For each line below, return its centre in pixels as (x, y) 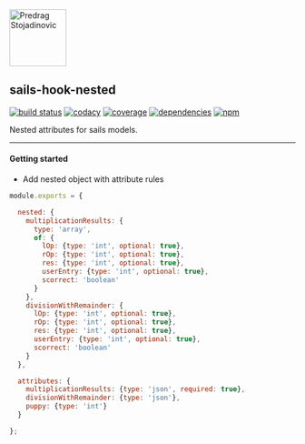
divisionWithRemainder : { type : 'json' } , (103, 398)
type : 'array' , (62, 229)
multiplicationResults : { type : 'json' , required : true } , (136, 389)
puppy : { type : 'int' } (66, 407)
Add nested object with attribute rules (93, 179)
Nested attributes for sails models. (74, 129)
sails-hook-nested (63, 90)
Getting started (39, 159)
